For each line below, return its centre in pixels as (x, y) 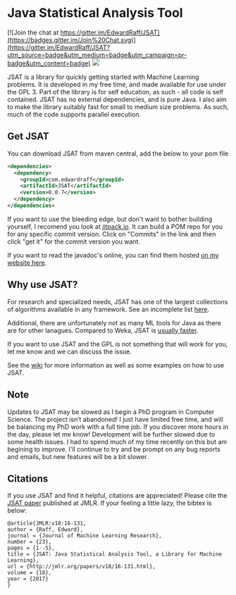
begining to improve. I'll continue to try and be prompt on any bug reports (114, 449)
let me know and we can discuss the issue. (70, 351)
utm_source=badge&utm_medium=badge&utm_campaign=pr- (97, 55)
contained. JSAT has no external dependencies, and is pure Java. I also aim (117, 99)
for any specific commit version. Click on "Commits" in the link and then (112, 234)
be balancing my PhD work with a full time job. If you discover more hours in (118, 427)
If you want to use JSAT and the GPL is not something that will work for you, (118, 344)
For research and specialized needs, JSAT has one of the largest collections (118, 301)
